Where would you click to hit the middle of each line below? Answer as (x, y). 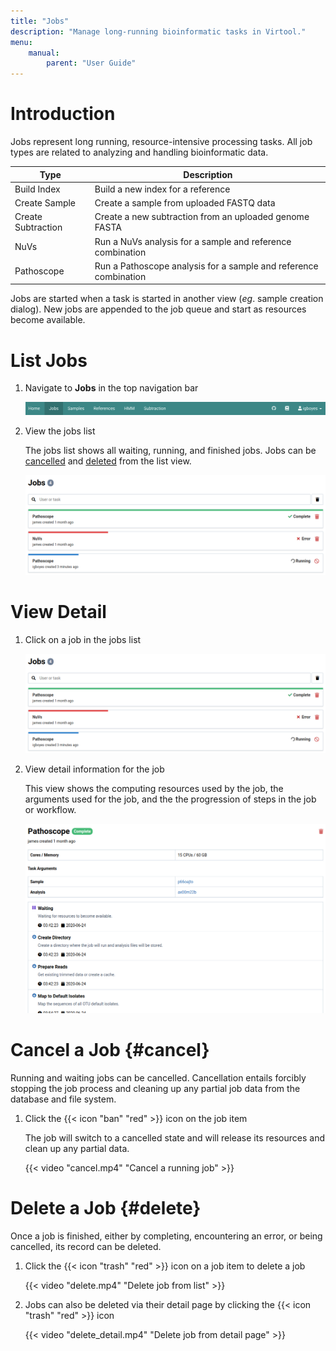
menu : (21, 42)
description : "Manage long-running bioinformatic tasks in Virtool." (158, 31)
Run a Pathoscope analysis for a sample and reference (206, 266)
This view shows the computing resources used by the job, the (154, 789)
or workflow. (50, 810)
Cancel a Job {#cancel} (110, 1049)
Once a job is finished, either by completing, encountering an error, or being (166, 1236)
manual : (44, 53)
